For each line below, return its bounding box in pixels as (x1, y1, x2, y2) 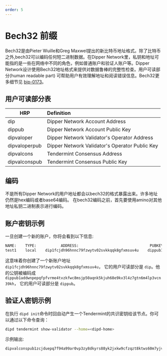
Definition (47, 110, 71, 117)
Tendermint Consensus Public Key (47, 159, 128, 166)
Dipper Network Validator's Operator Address (47, 134, 153, 141)
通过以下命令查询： (9, 317, 49, 323)
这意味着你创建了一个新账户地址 (5, 257, 71, 264)
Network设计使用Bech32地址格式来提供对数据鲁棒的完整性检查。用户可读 (5, 66, 157, 72)
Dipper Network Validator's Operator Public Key (47, 142, 159, 149)
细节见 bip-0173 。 (9, 79, 46, 85)
